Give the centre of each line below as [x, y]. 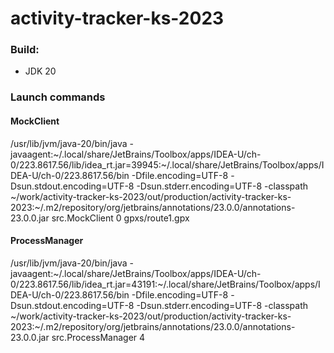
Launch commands [58, 97]
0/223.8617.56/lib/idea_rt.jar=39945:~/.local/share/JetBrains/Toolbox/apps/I [167, 164]
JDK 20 [40, 71]
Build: [25, 50]
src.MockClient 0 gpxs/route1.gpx [120, 218]
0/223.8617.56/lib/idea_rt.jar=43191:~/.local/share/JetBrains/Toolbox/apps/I [165, 284]
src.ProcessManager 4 [98, 337]
